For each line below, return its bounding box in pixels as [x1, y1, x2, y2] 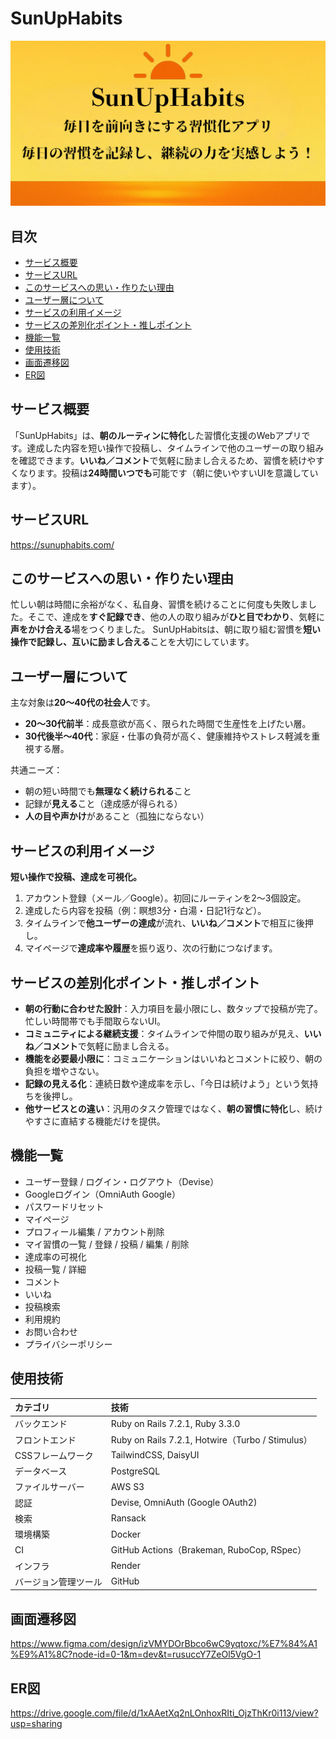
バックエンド [14, 1418, 68, 1430]
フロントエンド [14, 1433, 77, 1446]
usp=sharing [10, 1717, 63, 1729]
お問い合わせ [24, 1325, 78, 1337]
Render [110, 1560, 141, 1572]
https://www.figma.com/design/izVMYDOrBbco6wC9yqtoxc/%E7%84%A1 [10, 1638, 318, 1650]
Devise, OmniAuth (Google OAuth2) [110, 1497, 258, 1509]
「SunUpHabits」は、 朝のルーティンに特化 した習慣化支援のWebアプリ [10, 429, 302, 441]
